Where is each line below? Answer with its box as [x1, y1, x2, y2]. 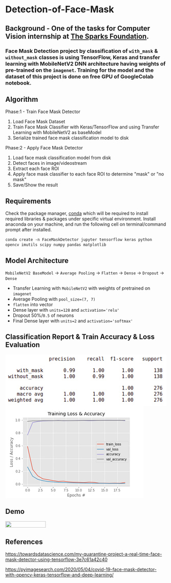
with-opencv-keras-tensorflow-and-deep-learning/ [5, 572, 114, 578]
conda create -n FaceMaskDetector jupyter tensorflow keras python [5, 237, 153, 243]
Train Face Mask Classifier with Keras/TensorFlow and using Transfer [12, 124, 160, 130]
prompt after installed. [5, 227, 52, 233]
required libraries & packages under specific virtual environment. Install [5, 216, 156, 222]
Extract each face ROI [12, 165, 59, 172]
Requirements [5, 197, 51, 205]
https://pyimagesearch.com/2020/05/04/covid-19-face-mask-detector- [5, 567, 157, 573]
